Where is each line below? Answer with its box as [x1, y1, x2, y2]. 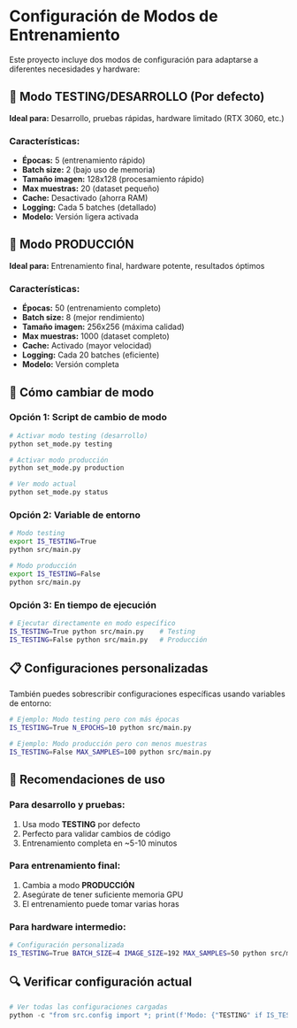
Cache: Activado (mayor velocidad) [21, 341, 152, 351]
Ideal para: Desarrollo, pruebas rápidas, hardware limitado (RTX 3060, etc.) [9, 112, 285, 123]
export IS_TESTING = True [9, 537, 97, 546]
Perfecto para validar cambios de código [21, 828, 171, 839]
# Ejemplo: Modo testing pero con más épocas [9, 715, 179, 725]
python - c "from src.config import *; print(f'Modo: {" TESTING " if [9, 1010, 263, 1019]
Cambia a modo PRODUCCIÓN [21, 879, 135, 890]
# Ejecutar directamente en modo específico [9, 618, 176, 627]
